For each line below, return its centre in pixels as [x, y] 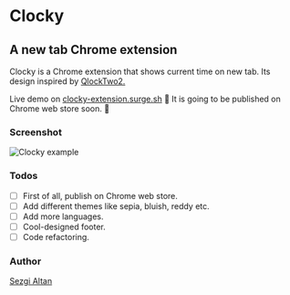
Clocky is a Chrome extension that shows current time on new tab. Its [140, 71]
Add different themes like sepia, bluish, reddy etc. [116, 205]
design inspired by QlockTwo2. [67, 81]
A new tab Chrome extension [93, 50]
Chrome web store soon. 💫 [60, 109]
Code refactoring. [56, 237]
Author [26, 261]
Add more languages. [63, 216]
